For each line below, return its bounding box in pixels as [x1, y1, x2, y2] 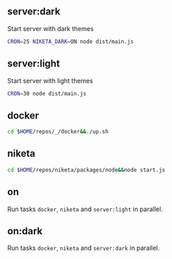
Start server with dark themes [7, 24, 94, 32]
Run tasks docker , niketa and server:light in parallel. [7, 205, 164, 213]
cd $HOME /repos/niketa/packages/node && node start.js [7, 166, 166, 174]
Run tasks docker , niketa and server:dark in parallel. [7, 243, 160, 253]
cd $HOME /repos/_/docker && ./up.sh [7, 128, 109, 135]
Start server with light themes [7, 76, 94, 85]
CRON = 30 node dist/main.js [7, 90, 87, 97]
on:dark [7, 225, 43, 237]
